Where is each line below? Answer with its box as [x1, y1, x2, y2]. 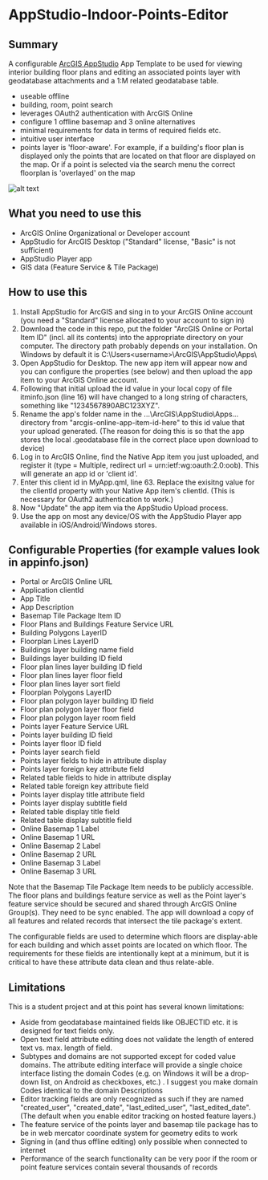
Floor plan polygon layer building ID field [19, 696, 154, 706]
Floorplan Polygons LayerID [19, 687, 112, 697]
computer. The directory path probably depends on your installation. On [19, 341, 258, 351]
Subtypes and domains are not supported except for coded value [19, 1052, 237, 1061]
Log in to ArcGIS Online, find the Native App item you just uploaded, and [19, 452, 259, 461]
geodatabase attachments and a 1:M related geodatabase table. [8, 76, 219, 85]
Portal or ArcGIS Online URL [19, 577, 113, 586]
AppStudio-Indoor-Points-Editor [8, 6, 229, 24]
